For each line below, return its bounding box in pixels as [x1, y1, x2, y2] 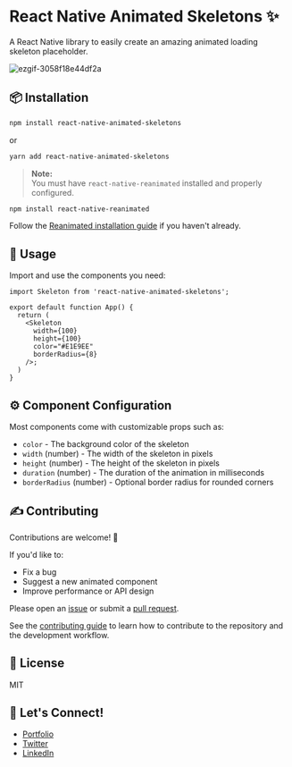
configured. [30, 187, 74, 198]
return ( [17, 311, 50, 320]
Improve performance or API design [21, 586, 154, 596]
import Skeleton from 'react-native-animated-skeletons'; [9, 288, 229, 297]
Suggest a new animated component [21, 576, 158, 586]
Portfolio [21, 729, 54, 739]
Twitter [21, 738, 49, 749]
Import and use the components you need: [9, 270, 166, 281]
